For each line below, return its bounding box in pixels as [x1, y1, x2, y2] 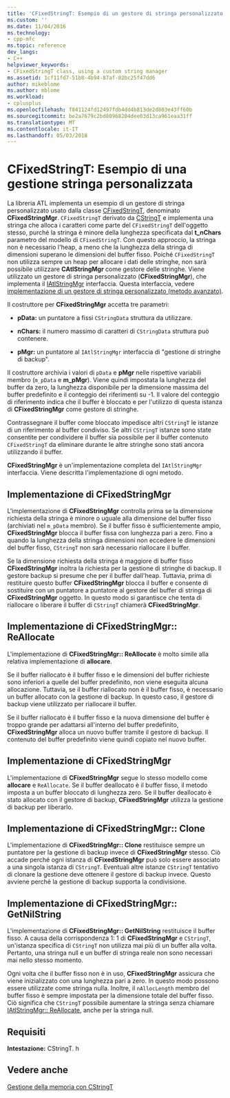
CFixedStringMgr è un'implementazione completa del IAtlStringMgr [7, 461, 202, 470]
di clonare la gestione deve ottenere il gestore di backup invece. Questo [7, 870, 211, 879]
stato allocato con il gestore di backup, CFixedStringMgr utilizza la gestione [7, 795, 224, 803]
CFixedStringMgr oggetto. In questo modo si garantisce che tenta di [7, 594, 202, 601]
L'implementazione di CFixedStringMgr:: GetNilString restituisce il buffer [7, 927, 216, 935]
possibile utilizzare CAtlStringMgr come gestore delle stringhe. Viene [7, 265, 205, 273]
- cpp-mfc [7, 36, 36, 43]
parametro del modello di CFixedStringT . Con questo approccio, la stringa [7, 236, 216, 244]
